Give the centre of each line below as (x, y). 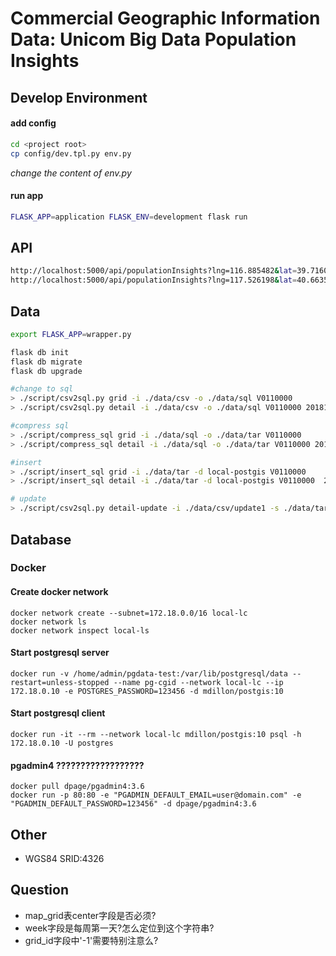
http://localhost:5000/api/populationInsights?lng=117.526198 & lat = (154, 280)
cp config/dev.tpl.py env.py (71, 153)
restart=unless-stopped (60, 682)
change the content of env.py (71, 173)
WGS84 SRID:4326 (64, 859)
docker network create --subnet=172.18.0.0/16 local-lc (129, 613)
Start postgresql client (58, 713)
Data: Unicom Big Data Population (153, 39)
